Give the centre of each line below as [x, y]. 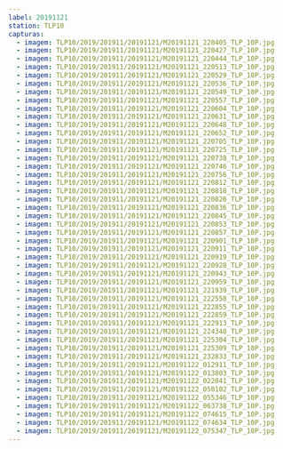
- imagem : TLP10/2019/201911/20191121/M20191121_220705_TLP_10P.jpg [145, 141]
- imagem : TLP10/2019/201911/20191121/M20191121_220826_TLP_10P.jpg [145, 200]
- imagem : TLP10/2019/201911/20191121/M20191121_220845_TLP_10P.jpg [145, 216]
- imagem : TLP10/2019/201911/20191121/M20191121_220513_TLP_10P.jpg [145, 68]
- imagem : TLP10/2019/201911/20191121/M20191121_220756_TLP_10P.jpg [145, 174]
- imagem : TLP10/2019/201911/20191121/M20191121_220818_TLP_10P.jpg [145, 191]
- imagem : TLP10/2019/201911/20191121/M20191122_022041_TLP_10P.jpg [145, 381]
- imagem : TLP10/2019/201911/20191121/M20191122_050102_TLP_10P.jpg [145, 389]
